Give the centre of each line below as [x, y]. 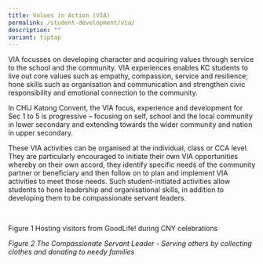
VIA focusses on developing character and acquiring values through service [131, 60]
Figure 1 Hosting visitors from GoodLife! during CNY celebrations [113, 229]
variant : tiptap [35, 37]
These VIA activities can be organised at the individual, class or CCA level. [128, 148]
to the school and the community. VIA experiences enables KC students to [128, 68]
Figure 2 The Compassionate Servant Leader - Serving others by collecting [130, 244]
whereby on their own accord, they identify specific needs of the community [132, 165]
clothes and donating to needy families [71, 252]
